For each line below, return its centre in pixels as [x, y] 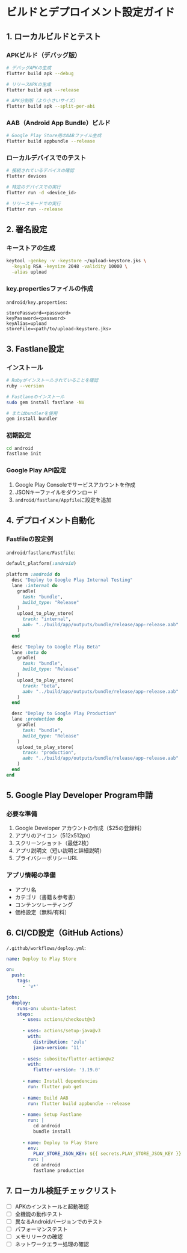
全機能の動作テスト [39, 1214]
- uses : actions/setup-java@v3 [61, 1031]
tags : [24, 981]
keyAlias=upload [26, 324]
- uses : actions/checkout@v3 [59, 1020]
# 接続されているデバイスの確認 [40, 171]
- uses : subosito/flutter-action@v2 [68, 1059]
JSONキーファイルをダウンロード [56, 492]
